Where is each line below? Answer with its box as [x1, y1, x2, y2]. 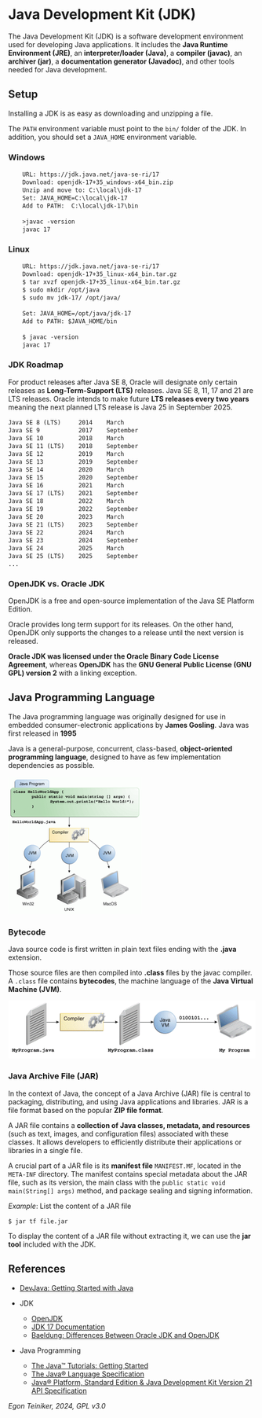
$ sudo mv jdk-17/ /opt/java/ [22, 294, 122, 302]
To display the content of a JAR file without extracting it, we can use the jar [8, 1231, 251, 1240]
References [8, 1262, 66, 1276]
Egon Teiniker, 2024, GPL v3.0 [8, 1401, 106, 1410]
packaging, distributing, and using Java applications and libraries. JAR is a [8, 1097, 249, 1106]
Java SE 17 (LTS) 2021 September [8, 489, 139, 497]
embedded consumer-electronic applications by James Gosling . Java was [8, 720, 249, 729]
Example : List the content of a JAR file [8, 1201, 132, 1210]
